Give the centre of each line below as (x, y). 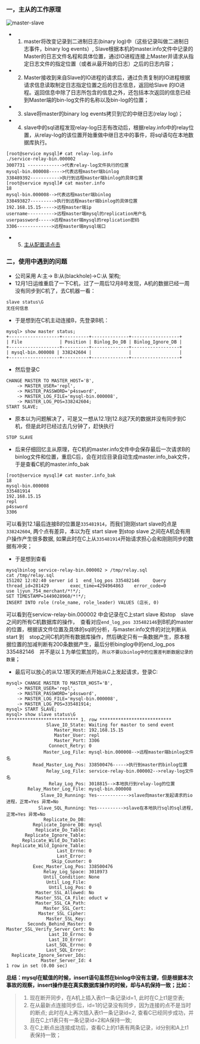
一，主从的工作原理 (34, 9)
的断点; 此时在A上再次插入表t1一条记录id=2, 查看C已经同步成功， (109, 1012)
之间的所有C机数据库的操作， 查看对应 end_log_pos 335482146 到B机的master (100, 622)
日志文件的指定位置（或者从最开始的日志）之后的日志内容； (102, 64)
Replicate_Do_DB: (65, 819)
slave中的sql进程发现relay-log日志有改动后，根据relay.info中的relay (106, 128)
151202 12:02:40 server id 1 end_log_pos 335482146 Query (86, 580)
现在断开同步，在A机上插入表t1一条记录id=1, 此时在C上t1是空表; (107, 997)
